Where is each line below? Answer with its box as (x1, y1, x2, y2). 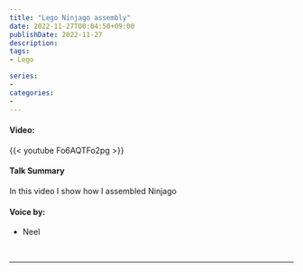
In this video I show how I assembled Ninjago (9, 185, 178, 196)
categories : (9, 88, 54, 98)
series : (9, 71, 39, 81)
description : (9, 38, 59, 48)
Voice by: (9, 206, 46, 217)
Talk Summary (9, 165, 65, 176)
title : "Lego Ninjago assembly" (9, 13, 131, 23)
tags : (9, 47, 30, 56)
